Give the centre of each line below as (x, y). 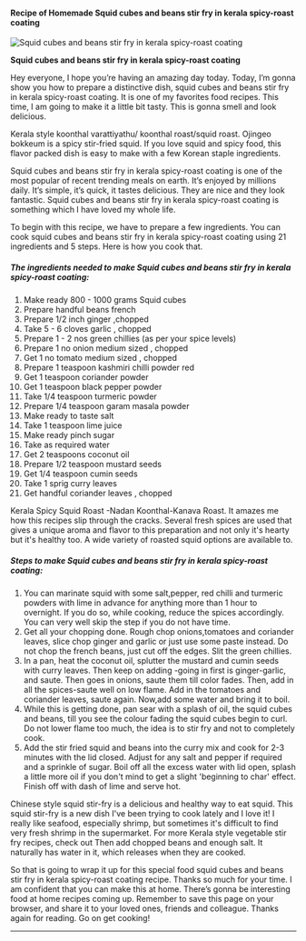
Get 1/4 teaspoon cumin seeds (81, 474)
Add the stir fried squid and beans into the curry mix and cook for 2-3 (154, 748)
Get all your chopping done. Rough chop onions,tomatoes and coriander (158, 632)
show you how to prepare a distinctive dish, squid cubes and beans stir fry (150, 87)
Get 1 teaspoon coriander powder (86, 377)
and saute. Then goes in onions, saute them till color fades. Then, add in (158, 680)
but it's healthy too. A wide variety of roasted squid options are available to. (152, 540)
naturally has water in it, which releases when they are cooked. (128, 852)
